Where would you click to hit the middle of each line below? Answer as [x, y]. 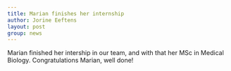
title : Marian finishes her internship [66, 14]
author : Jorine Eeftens [42, 20]
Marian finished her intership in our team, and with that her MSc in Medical [115, 53]
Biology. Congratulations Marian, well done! [70, 61]
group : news [25, 33]
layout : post [26, 26]
